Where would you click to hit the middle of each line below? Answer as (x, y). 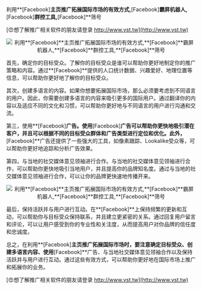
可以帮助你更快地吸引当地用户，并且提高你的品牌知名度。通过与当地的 (103, 169)
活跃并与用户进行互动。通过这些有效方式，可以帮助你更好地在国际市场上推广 (101, 260)
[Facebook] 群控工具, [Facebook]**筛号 (54, 17)
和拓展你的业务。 (27, 267)
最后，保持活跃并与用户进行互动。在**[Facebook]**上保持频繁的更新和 (94, 209)
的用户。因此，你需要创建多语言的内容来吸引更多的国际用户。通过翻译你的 (98, 98)
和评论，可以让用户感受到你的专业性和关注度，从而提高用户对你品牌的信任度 (101, 224)
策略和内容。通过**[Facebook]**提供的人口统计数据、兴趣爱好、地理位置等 (99, 70)
